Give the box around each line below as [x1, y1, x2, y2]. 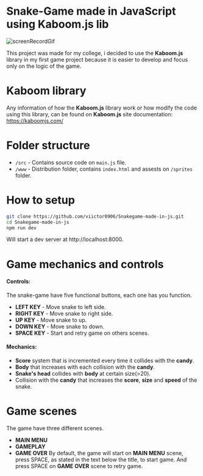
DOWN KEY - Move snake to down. [15, 322, 105, 330]
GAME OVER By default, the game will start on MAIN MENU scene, [15, 449, 184, 456]
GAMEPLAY [15, 442, 46, 450]
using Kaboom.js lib [6, 17, 109, 31]
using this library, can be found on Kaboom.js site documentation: [6, 110, 173, 117]
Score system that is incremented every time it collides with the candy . [15, 357, 194, 364]
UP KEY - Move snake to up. [15, 316, 87, 324]
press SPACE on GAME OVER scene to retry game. [15, 462, 143, 469]
